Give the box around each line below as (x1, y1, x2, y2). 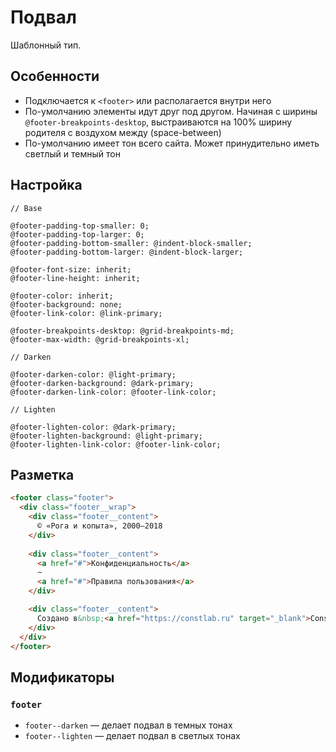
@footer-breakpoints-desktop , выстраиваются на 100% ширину (24, 116, 293, 128)
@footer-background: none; (10, 299, 123, 310)
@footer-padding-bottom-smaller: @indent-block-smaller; (10, 238, 253, 248)
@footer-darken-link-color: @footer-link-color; (10, 387, 217, 397)
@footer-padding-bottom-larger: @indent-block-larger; (10, 247, 244, 257)
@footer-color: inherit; (10, 291, 114, 301)
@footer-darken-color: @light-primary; (10, 369, 177, 380)
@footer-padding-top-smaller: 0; (10, 221, 150, 231)
